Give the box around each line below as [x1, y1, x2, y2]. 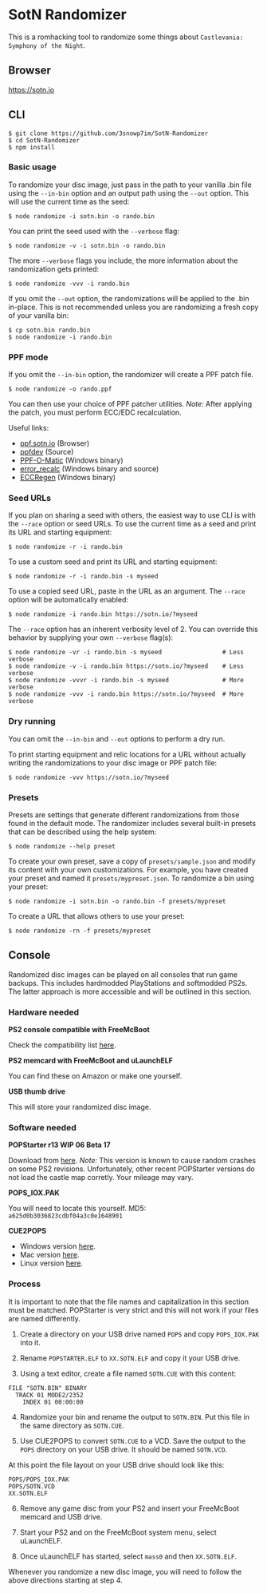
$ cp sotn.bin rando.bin [8, 326, 91, 334]
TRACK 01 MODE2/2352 [15, 1391, 84, 1399]
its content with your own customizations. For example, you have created [8, 865, 249, 875]
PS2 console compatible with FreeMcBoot [8, 1025, 150, 1035]
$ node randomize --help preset [8, 843, 116, 851]
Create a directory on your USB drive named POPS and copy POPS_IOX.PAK [19, 1329, 260, 1339]
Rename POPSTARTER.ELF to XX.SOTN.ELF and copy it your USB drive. [19, 1353, 241, 1363]
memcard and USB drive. [19, 1512, 103, 1521]
